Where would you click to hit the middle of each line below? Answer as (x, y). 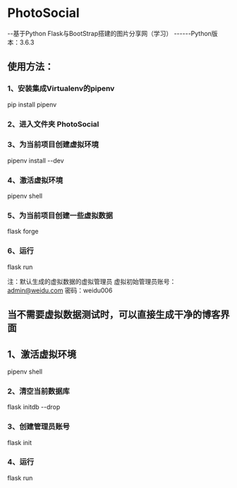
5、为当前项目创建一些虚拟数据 (60, 215)
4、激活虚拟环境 (35, 180)
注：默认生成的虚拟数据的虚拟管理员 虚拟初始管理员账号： (92, 281)
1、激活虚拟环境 (42, 354)
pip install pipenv (32, 105)
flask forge (23, 232)
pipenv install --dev (36, 160)
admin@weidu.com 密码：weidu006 (60, 290)
